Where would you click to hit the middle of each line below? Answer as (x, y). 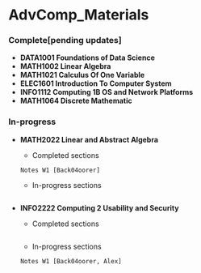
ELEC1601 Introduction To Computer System (96, 83)
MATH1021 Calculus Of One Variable (82, 75)
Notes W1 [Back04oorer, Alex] (71, 261)
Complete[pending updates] (65, 41)
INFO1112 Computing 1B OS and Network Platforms (107, 92)
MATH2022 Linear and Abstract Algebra (89, 139)
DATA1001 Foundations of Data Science (87, 58)
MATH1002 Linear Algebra (65, 66)
